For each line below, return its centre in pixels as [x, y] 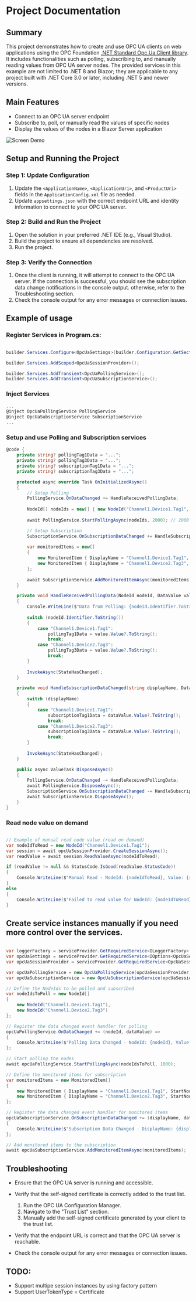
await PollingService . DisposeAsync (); [74, 786]
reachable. [27, 1242]
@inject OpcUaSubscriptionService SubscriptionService [74, 417]
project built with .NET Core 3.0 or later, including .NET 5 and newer [87, 78]
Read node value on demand [47, 823]
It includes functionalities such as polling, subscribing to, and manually [91, 59]
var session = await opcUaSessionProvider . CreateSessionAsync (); [87, 851]
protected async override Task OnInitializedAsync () [82, 482]
